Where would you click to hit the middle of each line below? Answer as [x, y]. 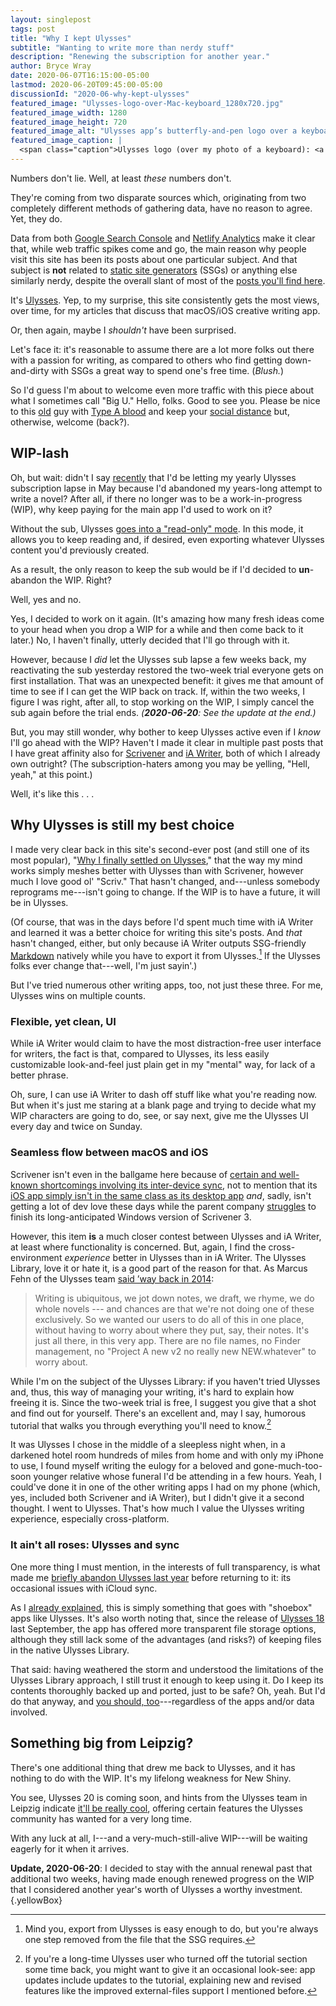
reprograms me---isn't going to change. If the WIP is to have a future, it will [165, 892]
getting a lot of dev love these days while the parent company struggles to [163, 1206]
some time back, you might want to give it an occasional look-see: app [170, 1969]
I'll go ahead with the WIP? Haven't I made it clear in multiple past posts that [167, 742]
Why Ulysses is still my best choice [122, 825]
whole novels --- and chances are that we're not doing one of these [174, 1308]
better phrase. [39, 1075]
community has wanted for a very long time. [101, 1818]
